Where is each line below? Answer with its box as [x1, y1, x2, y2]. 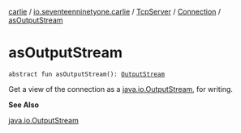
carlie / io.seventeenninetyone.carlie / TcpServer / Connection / [8, 7, 222, 16]
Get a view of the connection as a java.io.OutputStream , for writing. [8, 84, 234, 94]
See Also [8, 100, 39, 110]
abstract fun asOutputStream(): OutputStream [8, 70, 165, 78]
